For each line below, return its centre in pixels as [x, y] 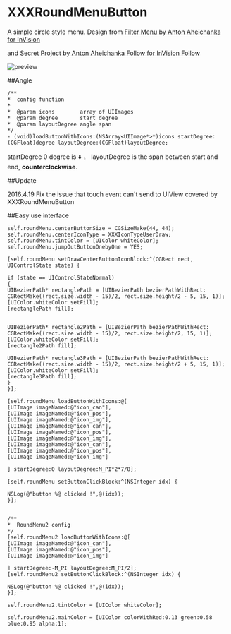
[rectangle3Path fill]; [42, 376]
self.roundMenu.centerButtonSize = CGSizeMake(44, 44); [91, 228]
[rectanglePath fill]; [40, 309]
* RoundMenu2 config [39, 525]
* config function [36, 100]
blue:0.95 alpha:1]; [38, 623]
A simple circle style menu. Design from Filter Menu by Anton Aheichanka [114, 32]
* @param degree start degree [63, 118]
